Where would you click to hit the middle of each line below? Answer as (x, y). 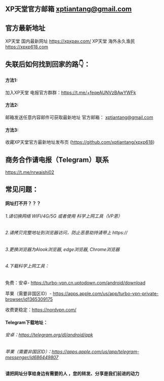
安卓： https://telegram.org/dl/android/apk (49, 335)
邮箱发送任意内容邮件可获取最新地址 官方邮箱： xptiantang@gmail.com (79, 117)
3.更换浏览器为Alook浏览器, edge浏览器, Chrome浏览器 (63, 249)
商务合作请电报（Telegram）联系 (57, 160)
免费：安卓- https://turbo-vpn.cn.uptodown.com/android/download (75, 283)
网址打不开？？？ (23, 203)
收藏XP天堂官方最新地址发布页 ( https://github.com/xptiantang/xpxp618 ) (80, 142)
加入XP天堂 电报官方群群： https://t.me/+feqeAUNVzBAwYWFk (71, 92)
